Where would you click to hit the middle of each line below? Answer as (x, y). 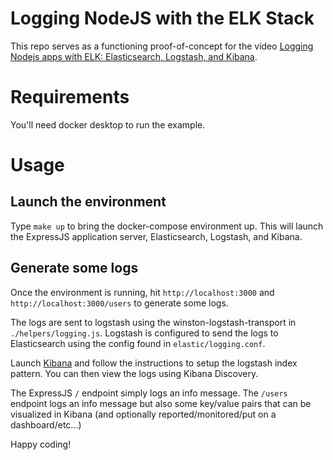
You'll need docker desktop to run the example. (108, 124)
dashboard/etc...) (46, 424)
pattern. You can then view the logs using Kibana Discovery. (134, 373)
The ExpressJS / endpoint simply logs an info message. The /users (149, 393)
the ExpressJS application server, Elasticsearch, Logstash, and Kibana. (156, 236)
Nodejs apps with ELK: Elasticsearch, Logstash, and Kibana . (134, 56)
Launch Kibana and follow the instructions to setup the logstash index (154, 363)
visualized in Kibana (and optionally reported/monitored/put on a (143, 414)
